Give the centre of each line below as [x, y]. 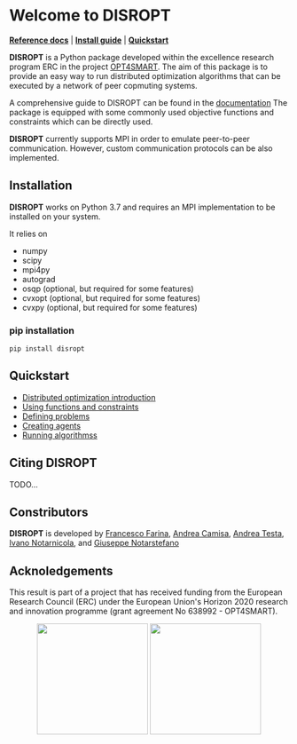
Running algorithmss [59, 435]
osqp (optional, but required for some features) [108, 289]
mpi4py [36, 269]
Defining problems [56, 416]
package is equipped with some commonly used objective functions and [142, 112]
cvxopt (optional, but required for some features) [111, 297]
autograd [39, 279]
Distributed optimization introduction [89, 397]
